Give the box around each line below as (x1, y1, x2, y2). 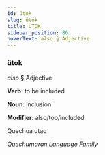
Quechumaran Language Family (7, 140, 98, 148)
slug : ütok (7, 16, 38, 23)
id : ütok (7, 10, 32, 17)
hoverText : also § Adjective (7, 36, 90, 43)
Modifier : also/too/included (7, 114, 85, 122)
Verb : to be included (7, 87, 65, 95)
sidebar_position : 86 (7, 29, 69, 36)
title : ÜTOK (7, 23, 41, 29)
